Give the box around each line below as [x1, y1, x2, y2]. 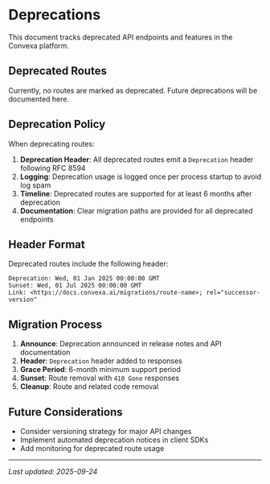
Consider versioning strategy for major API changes [19, 427, 192, 436]
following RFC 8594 [19, 163, 86, 172]
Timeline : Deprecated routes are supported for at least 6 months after [19, 188, 252, 198]
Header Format [8, 238, 86, 251]
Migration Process [8, 317, 103, 331]
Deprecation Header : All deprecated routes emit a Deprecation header [19, 155, 254, 164]
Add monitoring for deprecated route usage [19, 444, 165, 453]
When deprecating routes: [8, 139, 95, 148]
